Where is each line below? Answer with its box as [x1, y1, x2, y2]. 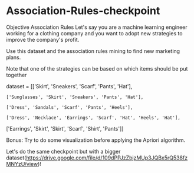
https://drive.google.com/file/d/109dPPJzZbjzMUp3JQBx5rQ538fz [26, 154, 188, 161]
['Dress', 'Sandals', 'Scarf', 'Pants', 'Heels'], [6, 104, 133, 110]
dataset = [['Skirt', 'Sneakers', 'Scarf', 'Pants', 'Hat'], [6, 82, 133, 89]
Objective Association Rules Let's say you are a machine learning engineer [6, 24, 188, 31]
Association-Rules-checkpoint [6, 4, 160, 18]
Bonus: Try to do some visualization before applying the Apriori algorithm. [6, 137, 186, 144]
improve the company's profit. [6, 36, 80, 43]
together [6, 71, 27, 78]
